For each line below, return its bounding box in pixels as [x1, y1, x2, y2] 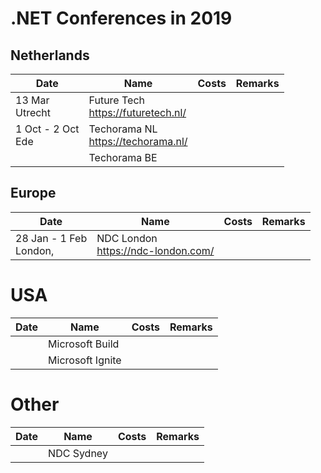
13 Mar [15, 93, 50, 107]
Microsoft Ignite [48, 353, 122, 367]
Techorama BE [88, 151, 158, 164]
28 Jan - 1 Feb [15, 231, 88, 245]
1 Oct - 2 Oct [15, 122, 80, 136]
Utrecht [15, 106, 52, 119]
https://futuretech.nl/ [88, 106, 187, 119]
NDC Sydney [48, 446, 108, 460]
